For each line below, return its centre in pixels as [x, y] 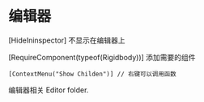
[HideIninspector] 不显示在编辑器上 [67, 40]
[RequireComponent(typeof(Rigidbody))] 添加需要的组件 [102, 57]
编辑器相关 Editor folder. [49, 90]
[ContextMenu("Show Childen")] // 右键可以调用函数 [92, 74]
